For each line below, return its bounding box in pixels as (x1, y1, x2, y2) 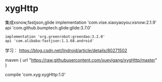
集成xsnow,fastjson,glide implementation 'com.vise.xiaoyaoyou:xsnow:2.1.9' (5, 19, 157, 25)
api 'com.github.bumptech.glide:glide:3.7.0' (5, 25, 92, 30)
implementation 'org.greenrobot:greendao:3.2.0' (5, 34, 105, 39)
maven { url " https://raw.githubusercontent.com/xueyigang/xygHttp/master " (5, 57, 158, 63)
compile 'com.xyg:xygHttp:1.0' (5, 71, 66, 77)
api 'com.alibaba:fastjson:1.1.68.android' (5, 38, 95, 43)
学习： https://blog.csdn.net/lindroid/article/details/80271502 (5, 47, 128, 53)
